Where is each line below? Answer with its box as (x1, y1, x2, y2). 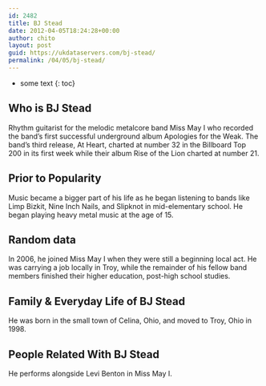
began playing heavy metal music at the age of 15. (8, 210, 174, 219)
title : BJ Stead (8, 19, 62, 27)
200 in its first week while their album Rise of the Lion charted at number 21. (8, 148, 260, 158)
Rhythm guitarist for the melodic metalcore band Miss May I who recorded (8, 123, 254, 132)
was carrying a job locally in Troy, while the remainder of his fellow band (8, 263, 248, 272)
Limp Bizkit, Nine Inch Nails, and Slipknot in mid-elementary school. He (8, 201, 243, 211)
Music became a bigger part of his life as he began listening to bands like (8, 193, 250, 203)
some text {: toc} (19, 78, 76, 88)
